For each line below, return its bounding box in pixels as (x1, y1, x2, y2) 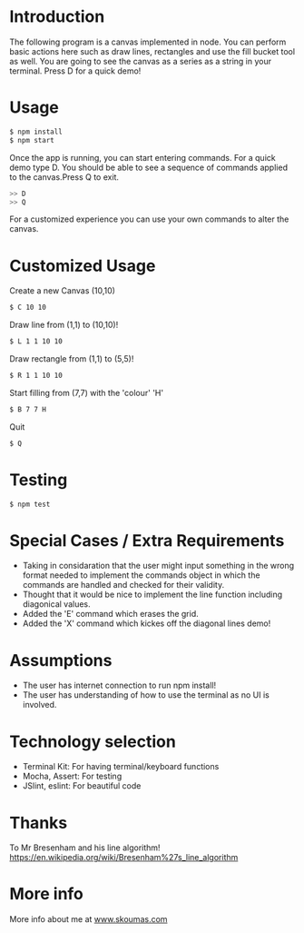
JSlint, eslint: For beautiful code (22, 780, 142, 791)
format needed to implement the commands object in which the (22, 570, 260, 581)
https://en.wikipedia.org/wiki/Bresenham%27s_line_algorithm (9, 852, 239, 863)
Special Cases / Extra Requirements (9, 530, 285, 551)
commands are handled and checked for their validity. (22, 580, 225, 591)
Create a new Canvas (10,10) (9, 285, 116, 296)
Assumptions (9, 650, 113, 670)
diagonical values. (22, 599, 91, 610)
